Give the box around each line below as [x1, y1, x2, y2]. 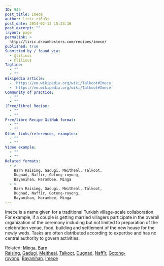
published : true [5, 44, 38, 49]
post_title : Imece [5, 12, 43, 17]
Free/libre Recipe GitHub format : [5, 117, 76, 122]
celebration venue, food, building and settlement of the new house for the [5, 225, 155, 230]
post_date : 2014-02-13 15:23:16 [5, 21, 71, 26]
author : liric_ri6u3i [5, 16, 50, 21]
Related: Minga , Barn [5, 245, 48, 251]
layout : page [5, 30, 32, 35]
